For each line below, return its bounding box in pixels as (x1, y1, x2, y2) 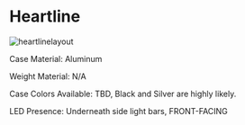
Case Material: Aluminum (9, 53, 103, 64)
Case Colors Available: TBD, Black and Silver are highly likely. (9, 88, 237, 99)
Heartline (9, 6, 81, 27)
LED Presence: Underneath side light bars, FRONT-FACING (9, 105, 228, 116)
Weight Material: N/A (9, 70, 87, 82)
